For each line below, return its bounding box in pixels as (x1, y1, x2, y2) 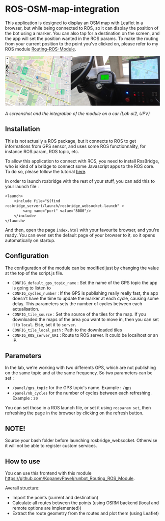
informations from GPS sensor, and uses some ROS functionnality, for (5, 143, 146, 149)
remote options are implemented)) (12, 505, 82, 511)
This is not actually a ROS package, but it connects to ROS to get (5, 138, 137, 144)
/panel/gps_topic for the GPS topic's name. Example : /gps (12, 385, 132, 391)
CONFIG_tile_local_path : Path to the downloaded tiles (12, 327, 122, 333)
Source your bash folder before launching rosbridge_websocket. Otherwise (5, 438, 158, 443)
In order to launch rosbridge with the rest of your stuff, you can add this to (5, 178, 155, 184)
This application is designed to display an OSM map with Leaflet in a (5, 20, 143, 26)
